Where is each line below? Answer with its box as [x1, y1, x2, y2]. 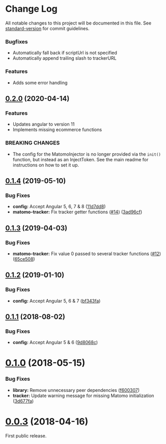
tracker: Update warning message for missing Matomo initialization [12, 392, 154, 399]
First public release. [5, 432, 47, 439]
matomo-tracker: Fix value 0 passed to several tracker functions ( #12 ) [12, 251, 161, 257]
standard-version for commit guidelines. [5, 25, 90, 31]
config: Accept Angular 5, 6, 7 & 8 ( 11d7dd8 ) [12, 204, 106, 210]
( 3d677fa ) [12, 398, 34, 404]
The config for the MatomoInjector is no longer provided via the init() [12, 151, 161, 157]
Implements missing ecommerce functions [12, 127, 102, 133]
